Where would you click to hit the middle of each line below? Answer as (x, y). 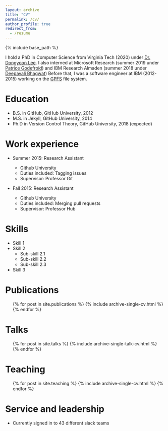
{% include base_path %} (32, 48)
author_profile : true (28, 24)
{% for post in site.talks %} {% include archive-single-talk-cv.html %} (85, 343)
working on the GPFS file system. (52, 79)
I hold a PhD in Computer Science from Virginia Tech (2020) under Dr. (78, 57)
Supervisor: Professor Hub (48, 208)
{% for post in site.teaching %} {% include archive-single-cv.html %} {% (88, 383)
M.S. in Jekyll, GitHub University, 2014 (52, 118)
